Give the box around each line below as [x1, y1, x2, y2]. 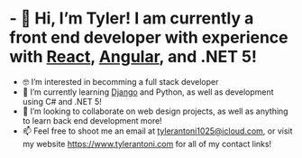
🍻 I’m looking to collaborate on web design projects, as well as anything [22, 106, 288, 116]
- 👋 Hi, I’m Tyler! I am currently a [9, 8, 254, 29]
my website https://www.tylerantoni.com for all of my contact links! [22, 138, 272, 149]
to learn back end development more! [22, 115, 162, 125]
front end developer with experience [9, 27, 288, 48]
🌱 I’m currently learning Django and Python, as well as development [22, 86, 274, 98]
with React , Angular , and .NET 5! [9, 47, 257, 67]
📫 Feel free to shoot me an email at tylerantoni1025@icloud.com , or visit [22, 125, 293, 136]
